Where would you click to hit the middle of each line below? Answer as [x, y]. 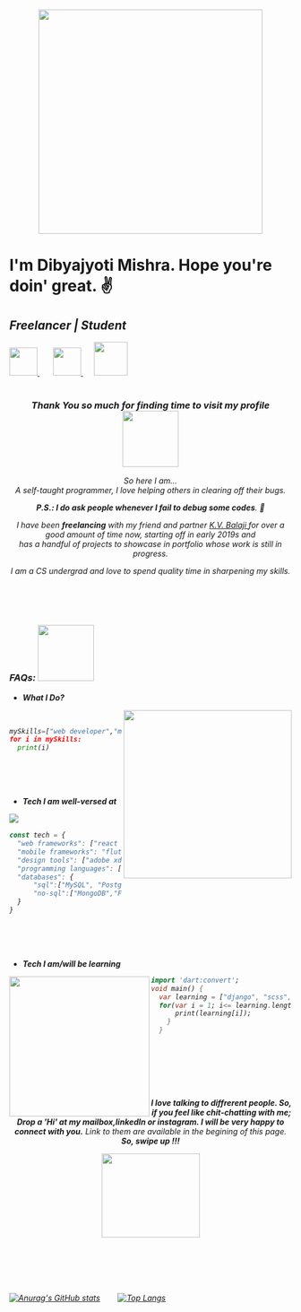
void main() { [177, 988]
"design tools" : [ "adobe [64, 860]
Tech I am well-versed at [69, 802]
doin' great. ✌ [61, 286]
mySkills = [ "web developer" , [62, 731]
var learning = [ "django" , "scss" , [225, 997]
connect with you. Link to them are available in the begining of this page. [150, 1132]
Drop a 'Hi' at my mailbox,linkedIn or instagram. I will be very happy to [150, 1122]
